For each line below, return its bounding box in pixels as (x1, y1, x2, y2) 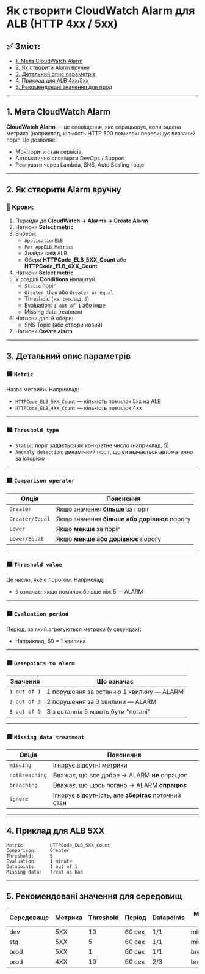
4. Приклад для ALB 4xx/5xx (15, 77, 89, 84)
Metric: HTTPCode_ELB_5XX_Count (6, 842, 111, 848)
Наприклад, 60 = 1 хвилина (15, 638, 86, 645)
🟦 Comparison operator (6, 476, 75, 485)
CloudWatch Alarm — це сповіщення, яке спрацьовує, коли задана (6, 123, 181, 130)
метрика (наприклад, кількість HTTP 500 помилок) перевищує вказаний (6, 129, 196, 137)
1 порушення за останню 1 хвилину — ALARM (46, 687, 184, 696)
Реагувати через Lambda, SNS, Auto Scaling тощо (15, 160, 145, 168)
